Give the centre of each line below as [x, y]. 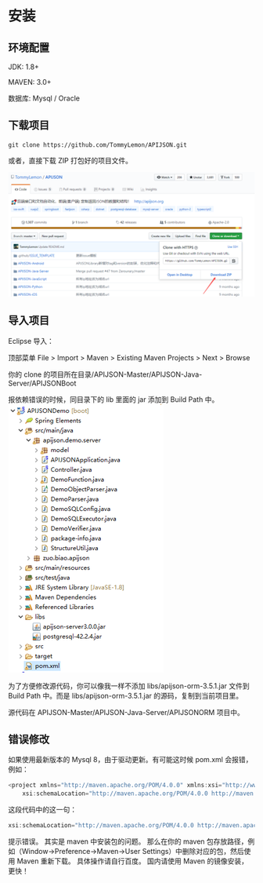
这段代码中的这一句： [42, 810]
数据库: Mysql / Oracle [44, 98]
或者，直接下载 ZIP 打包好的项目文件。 [70, 160]
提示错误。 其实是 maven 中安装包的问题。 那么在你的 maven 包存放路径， [128, 841]
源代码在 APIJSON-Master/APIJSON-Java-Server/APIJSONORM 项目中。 [126, 712]
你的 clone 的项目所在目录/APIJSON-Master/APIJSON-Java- [105, 374]
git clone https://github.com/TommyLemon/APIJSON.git [98, 145]
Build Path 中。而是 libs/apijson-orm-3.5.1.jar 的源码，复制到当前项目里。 [126, 695]
